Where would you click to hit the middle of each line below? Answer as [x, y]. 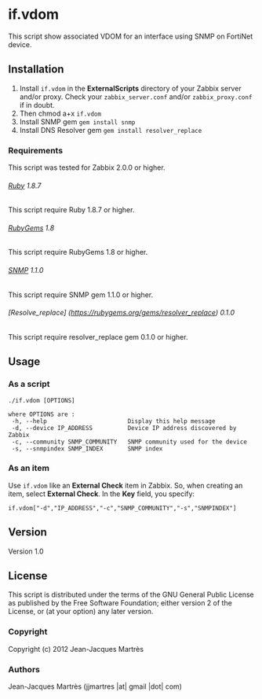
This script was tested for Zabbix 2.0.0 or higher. [87, 167]
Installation [36, 70]
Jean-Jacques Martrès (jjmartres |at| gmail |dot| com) [95, 686]
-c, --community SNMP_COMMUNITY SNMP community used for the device [129, 442]
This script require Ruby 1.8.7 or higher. [71, 210]
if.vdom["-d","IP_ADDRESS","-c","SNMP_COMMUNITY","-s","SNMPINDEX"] [122, 508]
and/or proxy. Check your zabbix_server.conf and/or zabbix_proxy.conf [136, 97]
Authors [24, 669]
